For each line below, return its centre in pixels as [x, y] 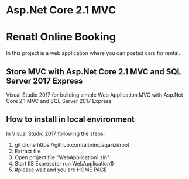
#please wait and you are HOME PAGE [61, 170]
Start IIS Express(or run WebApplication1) [64, 163]
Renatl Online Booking [61, 37]
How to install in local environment [70, 120]
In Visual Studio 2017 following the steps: [56, 133]
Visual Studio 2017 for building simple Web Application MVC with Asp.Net [94, 95]
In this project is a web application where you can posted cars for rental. [93, 53]
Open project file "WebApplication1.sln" [62, 157]
